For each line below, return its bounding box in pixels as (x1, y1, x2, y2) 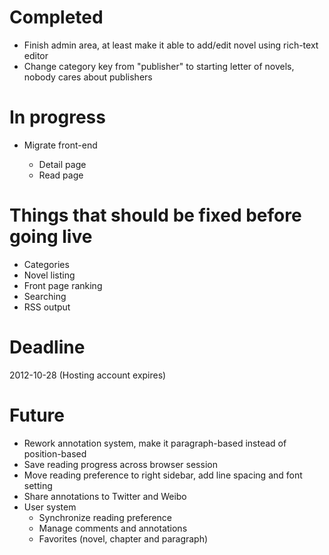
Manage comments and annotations (38, 522, 188, 534)
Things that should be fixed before (9, 204, 302, 227)
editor (23, 49, 49, 61)
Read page (38, 169, 84, 181)
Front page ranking (23, 279, 103, 291)
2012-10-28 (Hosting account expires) (9, 369, 167, 381)
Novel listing (23, 269, 76, 281)
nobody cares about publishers (23, 71, 153, 83)
